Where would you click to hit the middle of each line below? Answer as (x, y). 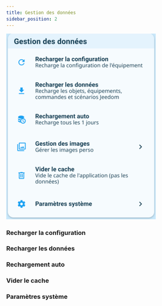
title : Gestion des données (41, 13)
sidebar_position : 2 (32, 19)
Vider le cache (28, 281)
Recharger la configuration (46, 232)
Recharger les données (41, 249)
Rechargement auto (36, 265)
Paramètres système (37, 297)
